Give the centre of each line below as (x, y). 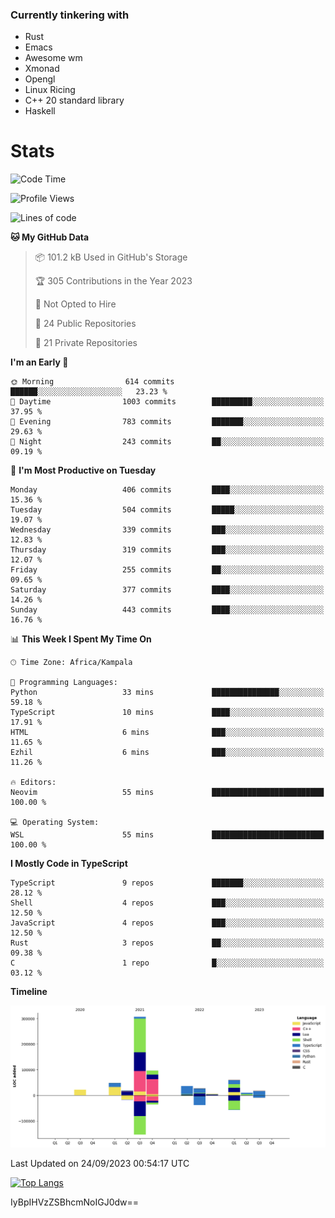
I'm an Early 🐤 (39, 362)
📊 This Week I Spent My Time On (81, 639)
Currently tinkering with (70, 15)
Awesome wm (53, 58)
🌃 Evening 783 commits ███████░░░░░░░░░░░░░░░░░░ (167, 422)
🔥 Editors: (33, 783)
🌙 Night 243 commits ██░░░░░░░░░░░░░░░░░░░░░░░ (167, 442)
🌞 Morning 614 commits (92, 382)
